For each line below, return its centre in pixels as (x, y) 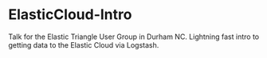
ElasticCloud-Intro (70, 15)
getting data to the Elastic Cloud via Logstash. (84, 44)
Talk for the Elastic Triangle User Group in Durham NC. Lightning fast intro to (134, 37)
